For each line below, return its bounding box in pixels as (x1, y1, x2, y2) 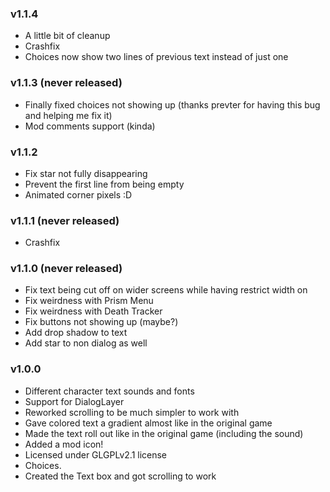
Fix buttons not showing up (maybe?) (24, 316, 179, 328)
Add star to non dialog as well (24, 337, 148, 349)
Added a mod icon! (24, 438, 104, 450)
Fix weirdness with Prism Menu (24, 295, 154, 307)
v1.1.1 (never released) (10, 213, 120, 227)
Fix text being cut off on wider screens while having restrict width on (24, 284, 308, 296)
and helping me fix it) (24, 109, 113, 121)
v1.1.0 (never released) (10, 262, 123, 276)
